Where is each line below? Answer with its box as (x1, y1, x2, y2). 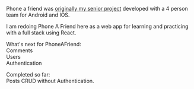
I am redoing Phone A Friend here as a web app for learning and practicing (6, 23, 189, 30)
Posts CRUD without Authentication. (6, 77, 94, 84)
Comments (6, 47, 33, 54)
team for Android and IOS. (6, 11, 70, 18)
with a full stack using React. (6, 29, 77, 36)
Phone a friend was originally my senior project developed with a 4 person (6, 5, 188, 12)
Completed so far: (6, 71, 50, 78)
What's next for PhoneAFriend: (6, 41, 81, 47)
